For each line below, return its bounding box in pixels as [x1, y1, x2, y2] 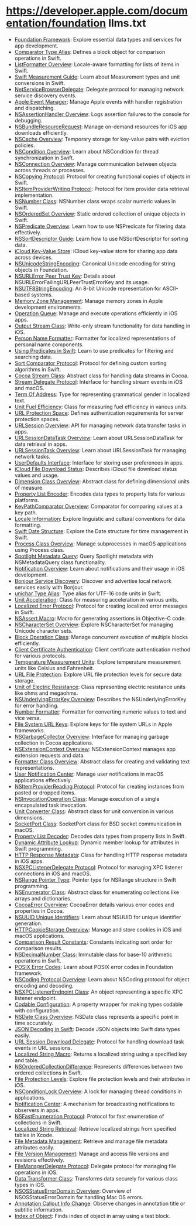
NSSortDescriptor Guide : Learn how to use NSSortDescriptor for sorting [14, 235, 188, 242]
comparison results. [14, 944, 63, 951]
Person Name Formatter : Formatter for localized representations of [14, 335, 176, 342]
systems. [31, 291, 53, 298]
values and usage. [14, 472, 59, 479]
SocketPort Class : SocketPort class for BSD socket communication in [14, 820, 181, 827]
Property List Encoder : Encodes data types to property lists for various [14, 490, 185, 497]
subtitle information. [14, 1206, 63, 1213]
